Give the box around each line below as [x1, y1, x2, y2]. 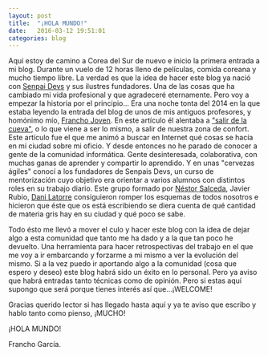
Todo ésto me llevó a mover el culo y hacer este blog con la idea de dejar [8, 225, 250, 235]
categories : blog [8, 34, 67, 42]
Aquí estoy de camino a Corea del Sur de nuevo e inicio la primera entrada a [8, 56, 261, 66]
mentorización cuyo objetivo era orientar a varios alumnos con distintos [8, 175, 246, 185]
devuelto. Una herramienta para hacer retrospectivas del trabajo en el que [8, 242, 254, 252]
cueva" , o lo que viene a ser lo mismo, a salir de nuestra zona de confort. [8, 124, 250, 134]
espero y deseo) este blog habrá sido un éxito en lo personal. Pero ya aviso [8, 268, 258, 277]
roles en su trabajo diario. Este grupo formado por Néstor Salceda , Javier [8, 184, 250, 193]
